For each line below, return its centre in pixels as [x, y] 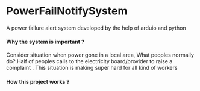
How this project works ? [38, 81]
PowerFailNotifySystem [67, 11]
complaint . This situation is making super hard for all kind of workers [92, 68]
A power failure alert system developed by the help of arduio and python [96, 28]
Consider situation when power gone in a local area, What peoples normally [100, 55]
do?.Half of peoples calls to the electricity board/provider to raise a [89, 61]
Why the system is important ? [45, 42]
